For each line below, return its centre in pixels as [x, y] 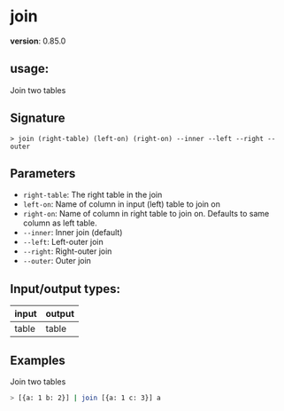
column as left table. [60, 223]
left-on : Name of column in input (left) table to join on [121, 204]
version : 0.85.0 [38, 41]
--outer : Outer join [57, 261]
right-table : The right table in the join [92, 195]
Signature [38, 119]
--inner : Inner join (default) [73, 233]
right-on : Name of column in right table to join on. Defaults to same [146, 214]
